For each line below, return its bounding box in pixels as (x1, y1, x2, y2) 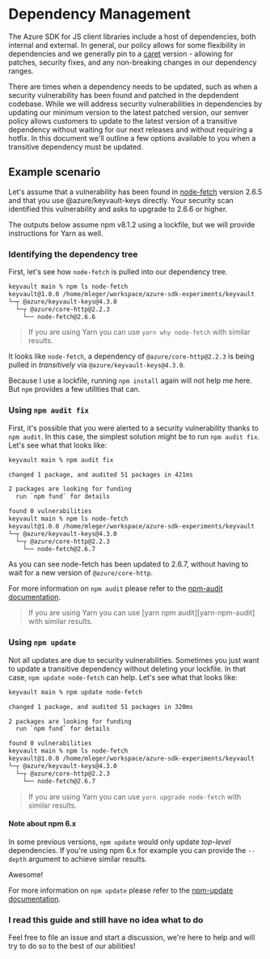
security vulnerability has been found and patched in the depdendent (8, 90, 239, 100)
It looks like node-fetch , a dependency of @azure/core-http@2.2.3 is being (8, 351, 255, 361)
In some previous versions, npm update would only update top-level (8, 837, 231, 847)
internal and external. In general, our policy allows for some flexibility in (8, 40, 246, 49)
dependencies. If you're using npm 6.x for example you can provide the (8, 845, 247, 855)
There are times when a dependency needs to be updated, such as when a (8, 82, 258, 91)
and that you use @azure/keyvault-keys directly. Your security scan (8, 195, 234, 205)
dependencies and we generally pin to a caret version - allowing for (8, 49, 234, 58)
